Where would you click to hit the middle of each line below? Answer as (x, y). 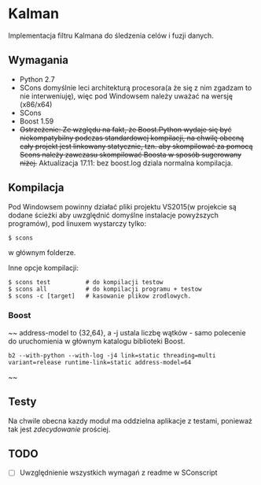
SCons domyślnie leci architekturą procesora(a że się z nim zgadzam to (136, 87)
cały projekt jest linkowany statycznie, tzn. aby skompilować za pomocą (136, 146)
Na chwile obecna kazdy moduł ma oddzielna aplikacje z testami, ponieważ (130, 420)
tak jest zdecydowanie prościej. (59, 429)
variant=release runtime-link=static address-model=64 (100, 362)
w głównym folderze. (42, 252)
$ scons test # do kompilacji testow (86, 282)
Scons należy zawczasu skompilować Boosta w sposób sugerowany (130, 154)
